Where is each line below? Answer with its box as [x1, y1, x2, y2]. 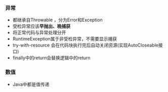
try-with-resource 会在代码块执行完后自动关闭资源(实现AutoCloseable [12, 42, 158, 49]
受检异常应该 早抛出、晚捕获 [12, 23, 71, 29]
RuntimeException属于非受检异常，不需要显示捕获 [12, 36, 117, 42]
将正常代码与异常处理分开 [12, 29, 66, 36]
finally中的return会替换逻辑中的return [12, 55, 91, 61]
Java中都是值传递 [12, 81, 50, 87]
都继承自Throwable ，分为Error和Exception [12, 17, 103, 23]
